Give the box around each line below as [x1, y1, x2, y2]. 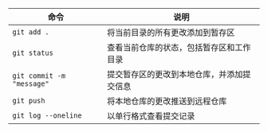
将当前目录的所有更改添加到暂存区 [106, 27, 235, 38]
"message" [12, 80, 49, 88]
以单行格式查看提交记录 [106, 111, 195, 122]
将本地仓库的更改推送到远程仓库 [106, 95, 227, 107]
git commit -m [12, 72, 66, 80]
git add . [12, 28, 49, 37]
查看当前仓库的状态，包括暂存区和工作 [106, 42, 251, 52]
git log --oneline [12, 111, 82, 120]
